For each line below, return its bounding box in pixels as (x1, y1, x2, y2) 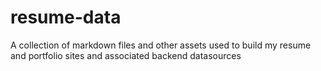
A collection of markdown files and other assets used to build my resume (10, 39, 312, 51)
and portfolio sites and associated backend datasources (10, 49, 242, 61)
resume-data (10, 6, 122, 29)
